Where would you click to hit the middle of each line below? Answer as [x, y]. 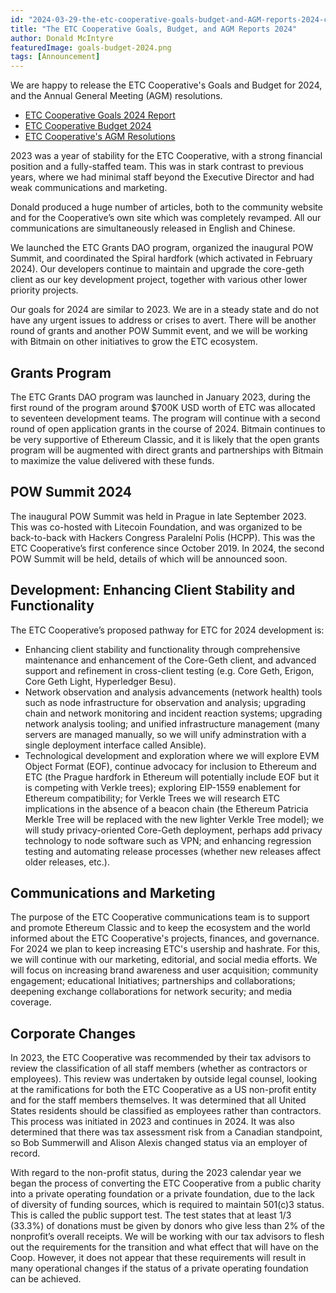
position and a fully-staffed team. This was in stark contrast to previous [157, 167]
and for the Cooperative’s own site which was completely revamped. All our [166, 218]
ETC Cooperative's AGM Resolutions [100, 137]
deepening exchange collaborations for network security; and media [151, 992]
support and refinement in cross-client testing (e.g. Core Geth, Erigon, [169, 670]
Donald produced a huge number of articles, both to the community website [166, 207]
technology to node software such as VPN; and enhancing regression [168, 840]
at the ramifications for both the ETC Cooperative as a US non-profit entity [163, 1090]
